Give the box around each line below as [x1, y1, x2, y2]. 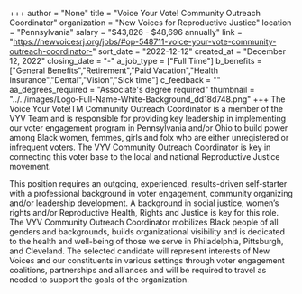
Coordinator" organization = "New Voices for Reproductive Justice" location [9, 17, 292, 28]
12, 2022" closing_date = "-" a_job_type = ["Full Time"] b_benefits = [9, 56, 263, 66]
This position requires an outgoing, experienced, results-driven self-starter [9, 179, 288, 188]
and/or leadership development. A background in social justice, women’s [9, 198, 279, 208]
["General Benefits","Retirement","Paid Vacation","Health [9, 65, 219, 76]
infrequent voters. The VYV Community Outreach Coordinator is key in [9, 142, 271, 152]
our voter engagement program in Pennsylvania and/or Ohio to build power [9, 123, 288, 133]
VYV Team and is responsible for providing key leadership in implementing [9, 113, 287, 124]
